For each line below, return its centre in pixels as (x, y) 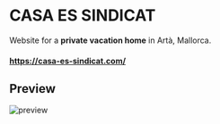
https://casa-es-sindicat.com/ (68, 61)
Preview (33, 89)
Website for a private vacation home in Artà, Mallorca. (110, 40)
